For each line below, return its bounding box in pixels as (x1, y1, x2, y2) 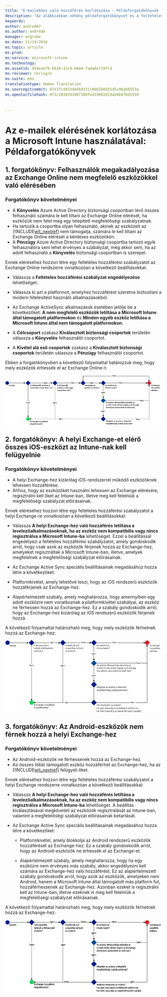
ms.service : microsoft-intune (5, 55, 68, 60)
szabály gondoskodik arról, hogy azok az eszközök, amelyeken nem (19, 873, 160, 879)
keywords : (5, 18, 26, 23)
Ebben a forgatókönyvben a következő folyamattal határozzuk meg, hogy (5, 360, 155, 366)
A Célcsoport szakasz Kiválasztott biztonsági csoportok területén (12, 330, 151, 336)
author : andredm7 (5, 24, 41, 29)
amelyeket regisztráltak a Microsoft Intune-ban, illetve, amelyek (12, 549, 143, 555)
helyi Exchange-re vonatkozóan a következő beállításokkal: (5, 513, 126, 519)
